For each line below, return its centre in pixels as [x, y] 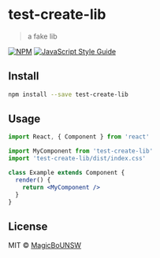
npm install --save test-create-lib [68, 94]
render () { [33, 180]
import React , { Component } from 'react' [79, 137]
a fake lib [42, 36]
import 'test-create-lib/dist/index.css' [77, 159]
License [28, 226]
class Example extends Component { [67, 173]
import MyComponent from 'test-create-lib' [81, 151]
